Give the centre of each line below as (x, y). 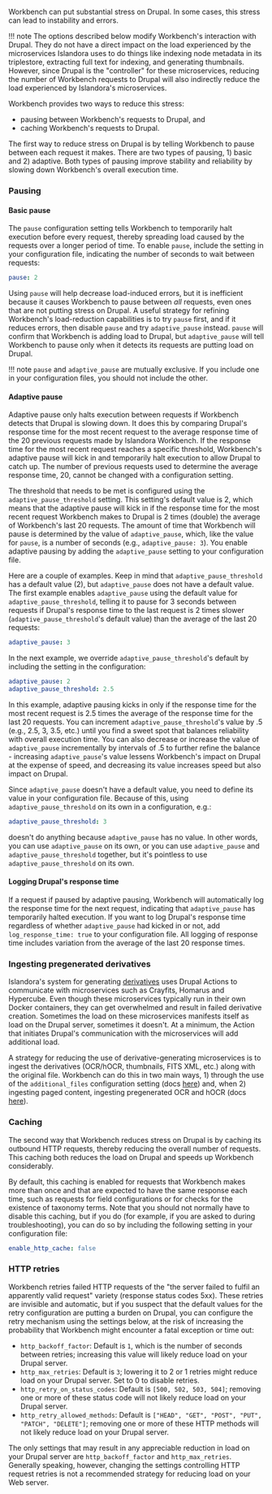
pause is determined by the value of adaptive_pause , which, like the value (131, 534)
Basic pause (30, 210)
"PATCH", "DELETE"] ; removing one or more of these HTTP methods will (140, 1423)
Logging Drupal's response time (64, 882)
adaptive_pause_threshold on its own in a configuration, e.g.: (110, 806)
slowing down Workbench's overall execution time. (93, 169)
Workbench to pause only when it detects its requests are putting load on (131, 345)
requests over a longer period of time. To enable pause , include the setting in (136, 245)
